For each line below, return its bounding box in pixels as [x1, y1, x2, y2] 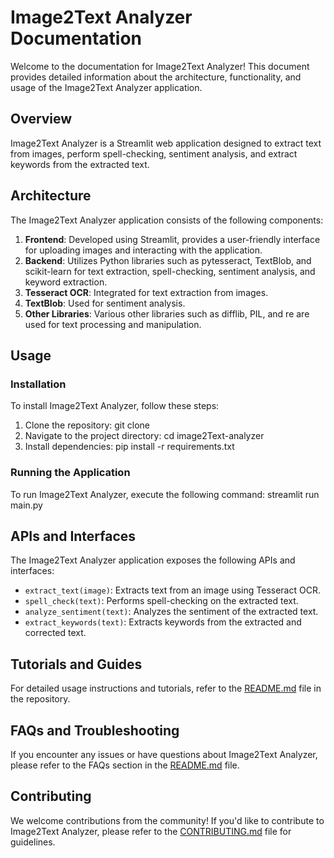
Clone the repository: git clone [24, 419, 150, 431]
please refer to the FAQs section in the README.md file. [10, 759, 240, 771]
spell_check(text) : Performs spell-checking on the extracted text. [24, 595, 299, 607]
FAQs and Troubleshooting [10, 722, 180, 739]
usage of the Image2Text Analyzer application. [10, 81, 203, 93]
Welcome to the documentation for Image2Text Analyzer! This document [10, 60, 310, 72]
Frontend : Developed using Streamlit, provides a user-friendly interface [24, 233, 321, 245]
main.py [10, 499, 43, 511]
